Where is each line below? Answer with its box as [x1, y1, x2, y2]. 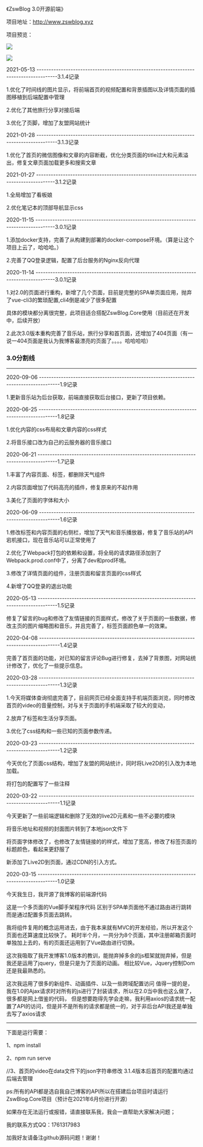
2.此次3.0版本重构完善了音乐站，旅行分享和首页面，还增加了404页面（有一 [6, 329, 193, 337]
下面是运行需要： [6, 1029, 49, 1036]
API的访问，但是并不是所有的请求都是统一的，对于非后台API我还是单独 [16, 1003, 193, 1010]
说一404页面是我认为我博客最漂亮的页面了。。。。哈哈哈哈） [6, 337, 152, 344]
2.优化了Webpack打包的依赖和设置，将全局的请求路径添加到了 [6, 549, 162, 557]
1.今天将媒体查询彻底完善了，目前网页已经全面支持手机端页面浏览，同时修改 [6, 694, 195, 701]
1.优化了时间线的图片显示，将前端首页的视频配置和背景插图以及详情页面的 [6, 86, 190, 93]
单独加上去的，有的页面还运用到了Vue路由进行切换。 [6, 939, 138, 947]
